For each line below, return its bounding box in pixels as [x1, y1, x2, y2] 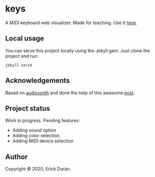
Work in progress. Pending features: [5, 118, 81, 124]
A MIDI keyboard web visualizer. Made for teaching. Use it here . [5, 20, 137, 26]
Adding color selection [12, 133, 59, 139]
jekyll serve [5, 62, 33, 68]
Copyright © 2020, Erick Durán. [5, 166, 71, 172]
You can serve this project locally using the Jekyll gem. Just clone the [5, 47, 150, 53]
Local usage [5, 34, 44, 43]
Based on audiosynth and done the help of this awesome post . [5, 90, 135, 96]
